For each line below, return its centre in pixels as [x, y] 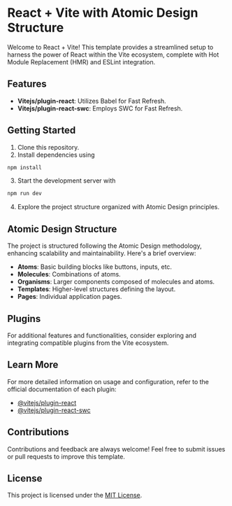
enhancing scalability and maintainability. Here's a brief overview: [102, 253]
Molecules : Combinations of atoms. [69, 274]
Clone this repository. [48, 147]
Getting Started [42, 131]
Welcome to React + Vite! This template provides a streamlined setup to [110, 47]
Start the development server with [66, 181]
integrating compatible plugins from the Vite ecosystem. [88, 343]
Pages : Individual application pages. [70, 297]
